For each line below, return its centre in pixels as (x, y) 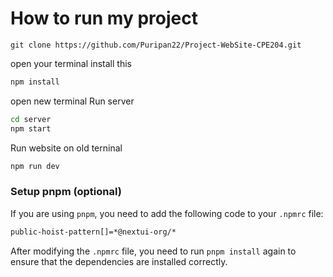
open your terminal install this (71, 63)
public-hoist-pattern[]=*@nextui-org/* (93, 232)
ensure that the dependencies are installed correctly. (119, 261)
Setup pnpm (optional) (66, 192)
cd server (31, 119)
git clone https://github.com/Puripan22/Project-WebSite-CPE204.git (156, 45)
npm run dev (35, 166)
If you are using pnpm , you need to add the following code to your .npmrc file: (167, 213)
